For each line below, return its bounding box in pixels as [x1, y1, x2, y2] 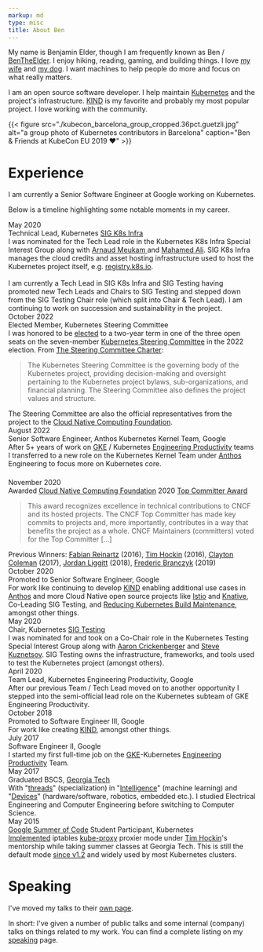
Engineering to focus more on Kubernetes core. [8, 459, 163, 469]
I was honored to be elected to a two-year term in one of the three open [8, 329, 241, 338]
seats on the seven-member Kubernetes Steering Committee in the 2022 [8, 337, 244, 346]
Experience [8, 164, 84, 181]
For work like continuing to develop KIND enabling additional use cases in [8, 583, 246, 593]
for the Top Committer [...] [27, 534, 112, 544]
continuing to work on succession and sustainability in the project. [8, 304, 222, 313]
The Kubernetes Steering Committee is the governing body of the [27, 360, 239, 370]
